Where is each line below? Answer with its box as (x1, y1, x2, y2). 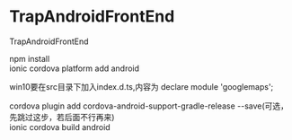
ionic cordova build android (9, 121, 111, 132)
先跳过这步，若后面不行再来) (9, 111, 115, 122)
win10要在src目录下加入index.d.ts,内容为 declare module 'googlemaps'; (9, 81, 274, 92)
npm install (9, 53, 50, 64)
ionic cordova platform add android (9, 63, 140, 74)
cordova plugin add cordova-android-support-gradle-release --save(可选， (9, 101, 289, 111)
